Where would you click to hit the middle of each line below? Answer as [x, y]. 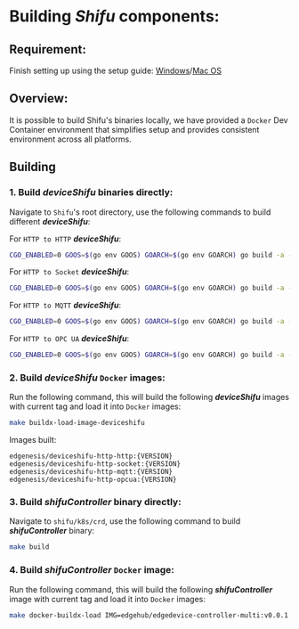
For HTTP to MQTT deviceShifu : [65, 306]
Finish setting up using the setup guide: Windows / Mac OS [116, 70]
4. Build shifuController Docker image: [92, 570]
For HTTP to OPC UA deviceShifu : [69, 339]
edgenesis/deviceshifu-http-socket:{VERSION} [95, 464]
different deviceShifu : [50, 221]
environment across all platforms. [70, 139]
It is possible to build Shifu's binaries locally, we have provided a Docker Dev [149, 120]
